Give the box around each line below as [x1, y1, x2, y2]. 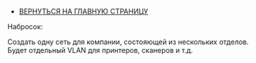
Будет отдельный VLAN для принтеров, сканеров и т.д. [7, 46, 194, 54]
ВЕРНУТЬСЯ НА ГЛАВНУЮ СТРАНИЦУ [18, 7, 149, 16]
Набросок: [7, 22, 43, 31]
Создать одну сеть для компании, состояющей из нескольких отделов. [7, 37, 250, 46]
